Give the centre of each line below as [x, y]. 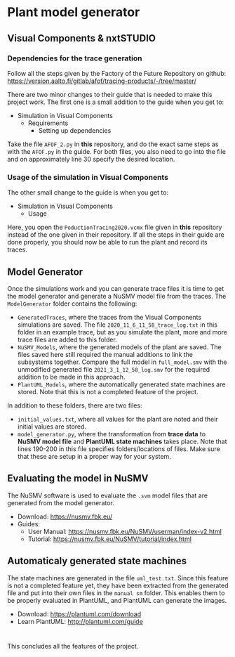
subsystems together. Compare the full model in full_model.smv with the [122, 362]
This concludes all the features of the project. [73, 646]
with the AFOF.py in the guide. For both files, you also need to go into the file [117, 151]
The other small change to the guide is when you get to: [88, 193]
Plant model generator [74, 12]
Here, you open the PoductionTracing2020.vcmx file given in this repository [115, 227]
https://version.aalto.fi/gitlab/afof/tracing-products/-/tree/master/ [102, 81]
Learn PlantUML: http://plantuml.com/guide [80, 621]
